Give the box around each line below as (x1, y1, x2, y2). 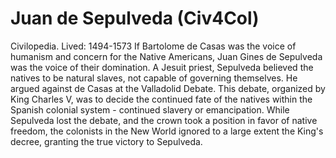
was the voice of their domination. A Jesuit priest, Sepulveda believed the (10, 61, 314, 73)
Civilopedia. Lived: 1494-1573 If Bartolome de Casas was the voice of (10, 40, 297, 52)
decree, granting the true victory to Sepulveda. (10, 135, 203, 147)
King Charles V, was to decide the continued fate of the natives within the (10, 93, 313, 105)
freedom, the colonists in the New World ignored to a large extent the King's (10, 125, 324, 137)
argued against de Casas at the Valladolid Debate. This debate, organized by (10, 82, 326, 94)
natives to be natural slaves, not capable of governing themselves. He (10, 72, 298, 84)
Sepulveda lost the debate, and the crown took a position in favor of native (10, 114, 318, 126)
